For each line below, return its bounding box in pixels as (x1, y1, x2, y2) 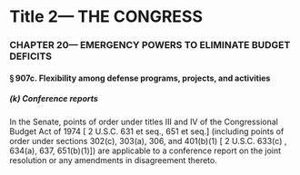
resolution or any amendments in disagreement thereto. (9, 154, 218, 165)
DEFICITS (9, 50, 53, 63)
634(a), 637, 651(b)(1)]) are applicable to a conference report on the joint (9, 145, 282, 156)
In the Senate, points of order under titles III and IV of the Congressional (9, 116, 279, 127)
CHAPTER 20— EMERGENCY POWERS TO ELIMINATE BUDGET (9, 39, 291, 52)
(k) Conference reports (9, 93, 98, 104)
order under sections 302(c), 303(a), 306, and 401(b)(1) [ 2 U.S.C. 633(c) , (9, 135, 287, 146)
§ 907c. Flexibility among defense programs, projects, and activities (9, 73, 271, 83)
